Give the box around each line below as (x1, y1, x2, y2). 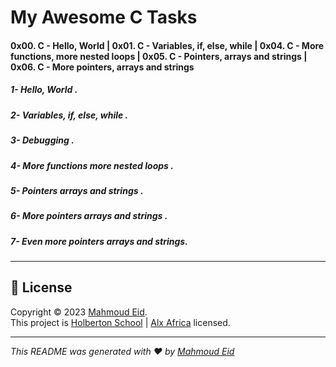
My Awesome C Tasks (10, 6, 198, 29)
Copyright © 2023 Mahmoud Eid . (10, 306, 148, 318)
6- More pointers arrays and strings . (10, 210, 168, 222)
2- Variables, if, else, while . (10, 109, 129, 121)
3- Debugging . (10, 134, 75, 146)
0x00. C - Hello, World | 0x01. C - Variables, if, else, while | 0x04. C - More (10, 39, 325, 51)
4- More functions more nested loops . (10, 159, 174, 171)
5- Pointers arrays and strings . (10, 184, 144, 196)
